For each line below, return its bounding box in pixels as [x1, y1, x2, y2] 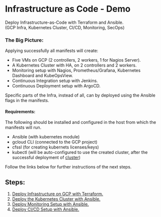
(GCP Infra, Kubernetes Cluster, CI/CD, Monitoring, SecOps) [5, 24, 125, 30]
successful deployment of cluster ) [12, 154, 81, 161]
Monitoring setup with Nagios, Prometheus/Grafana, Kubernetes [12, 67, 141, 73]
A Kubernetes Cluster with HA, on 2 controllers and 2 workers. [12, 62, 137, 68]
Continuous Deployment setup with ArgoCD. [12, 83, 101, 89]
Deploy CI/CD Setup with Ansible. [12, 206, 80, 212]
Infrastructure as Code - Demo [5, 3, 131, 15]
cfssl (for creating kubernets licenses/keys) [12, 144, 99, 150]
